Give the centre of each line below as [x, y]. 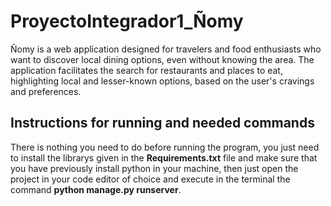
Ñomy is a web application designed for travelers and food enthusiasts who [166, 49]
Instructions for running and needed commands [162, 123]
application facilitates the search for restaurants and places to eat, [146, 70]
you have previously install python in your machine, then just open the [154, 168]
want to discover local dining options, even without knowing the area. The [162, 59]
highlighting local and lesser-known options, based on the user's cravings [162, 81]
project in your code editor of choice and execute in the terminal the [150, 179]
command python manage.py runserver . [96, 189]
